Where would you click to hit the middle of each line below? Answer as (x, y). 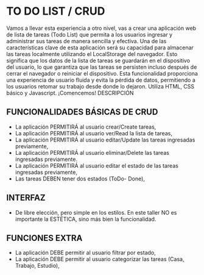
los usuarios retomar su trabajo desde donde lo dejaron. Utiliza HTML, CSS (100, 86)
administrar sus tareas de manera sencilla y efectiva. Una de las (86, 41)
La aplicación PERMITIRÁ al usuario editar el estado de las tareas (97, 165)
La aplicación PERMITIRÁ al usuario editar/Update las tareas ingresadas (105, 140)
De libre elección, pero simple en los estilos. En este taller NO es (96, 212)
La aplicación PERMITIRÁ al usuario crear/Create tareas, (86, 127)
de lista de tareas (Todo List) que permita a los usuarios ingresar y (89, 34)
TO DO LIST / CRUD (56, 11)
